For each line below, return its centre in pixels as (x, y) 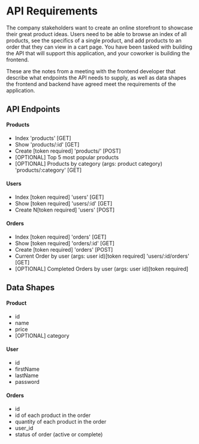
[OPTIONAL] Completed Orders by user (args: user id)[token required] (102, 269)
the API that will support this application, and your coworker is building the (98, 53)
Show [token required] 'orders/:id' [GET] (65, 243)
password (27, 382)
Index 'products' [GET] (43, 138)
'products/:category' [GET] (48, 170)
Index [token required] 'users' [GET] (59, 197)
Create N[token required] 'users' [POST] (65, 210)
